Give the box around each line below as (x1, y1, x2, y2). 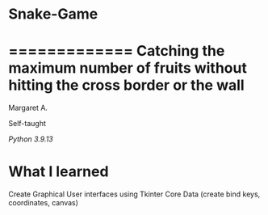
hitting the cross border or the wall (8, 76, 245, 95)
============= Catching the (8, 42, 225, 61)
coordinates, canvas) (8, 198, 79, 208)
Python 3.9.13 (8, 134, 54, 144)
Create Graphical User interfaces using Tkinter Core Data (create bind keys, (8, 189, 261, 199)
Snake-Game (8, 5, 98, 23)
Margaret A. (8, 103, 48, 113)
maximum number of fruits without (8, 59, 248, 78)
